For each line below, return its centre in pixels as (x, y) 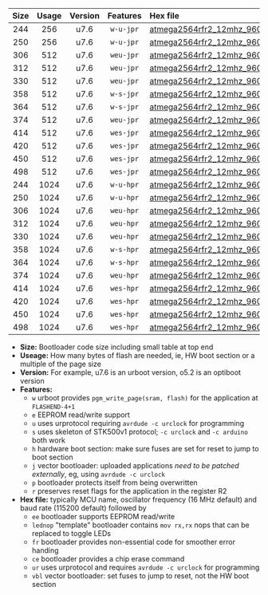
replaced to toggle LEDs (71, 533)
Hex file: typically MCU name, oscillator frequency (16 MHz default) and (138, 499)
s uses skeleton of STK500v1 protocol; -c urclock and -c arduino (140, 431)
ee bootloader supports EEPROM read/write (103, 516)
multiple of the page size (61, 364)
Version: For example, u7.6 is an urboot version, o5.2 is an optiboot (130, 372)
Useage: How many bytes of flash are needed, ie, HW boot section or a (137, 355)
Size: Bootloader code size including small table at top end (116, 347)
